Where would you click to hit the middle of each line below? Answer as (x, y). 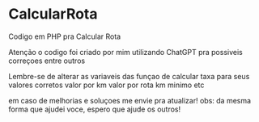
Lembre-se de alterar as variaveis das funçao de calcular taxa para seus (129, 76)
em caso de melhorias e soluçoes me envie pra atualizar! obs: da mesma (130, 100)
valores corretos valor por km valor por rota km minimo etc (106, 85)
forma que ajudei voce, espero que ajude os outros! (95, 109)
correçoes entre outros (47, 61)
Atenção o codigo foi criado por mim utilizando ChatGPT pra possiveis (125, 52)
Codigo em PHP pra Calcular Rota (65, 36)
